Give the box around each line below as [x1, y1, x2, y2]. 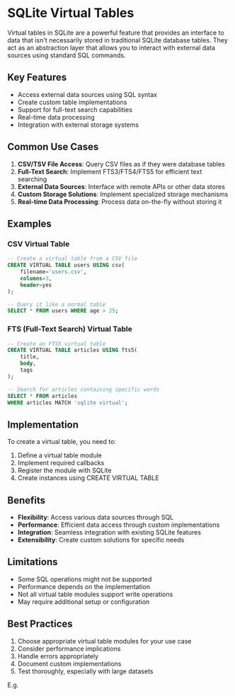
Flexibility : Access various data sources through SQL [17, 513, 174, 522]
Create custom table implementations [17, 98, 127, 106]
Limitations [7, 556, 58, 568]
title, [20, 353, 40, 360]
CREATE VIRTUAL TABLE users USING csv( [7, 262, 125, 269]
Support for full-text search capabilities [17, 105, 133, 114]
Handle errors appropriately [17, 651, 99, 660]
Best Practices [7, 618, 73, 630]
